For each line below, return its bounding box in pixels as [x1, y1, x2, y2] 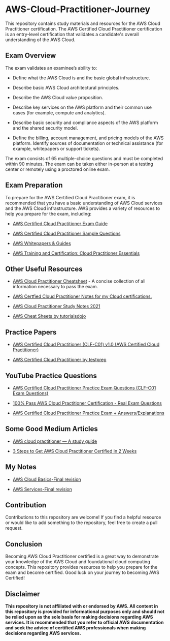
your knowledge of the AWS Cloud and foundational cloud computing [5, 559, 151, 565]
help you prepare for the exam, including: [5, 210, 92, 217]
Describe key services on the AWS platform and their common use [12, 104, 152, 110]
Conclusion [5, 540, 43, 548]
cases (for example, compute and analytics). [12, 109, 106, 115]
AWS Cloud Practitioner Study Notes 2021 [12, 303, 100, 310]
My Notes [5, 463, 37, 471]
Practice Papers [5, 328, 57, 337]
